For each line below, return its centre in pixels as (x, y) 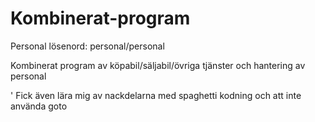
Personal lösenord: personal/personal (87, 46)
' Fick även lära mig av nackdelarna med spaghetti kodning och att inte (156, 95)
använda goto (39, 106)
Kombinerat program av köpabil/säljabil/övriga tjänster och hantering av (158, 65)
